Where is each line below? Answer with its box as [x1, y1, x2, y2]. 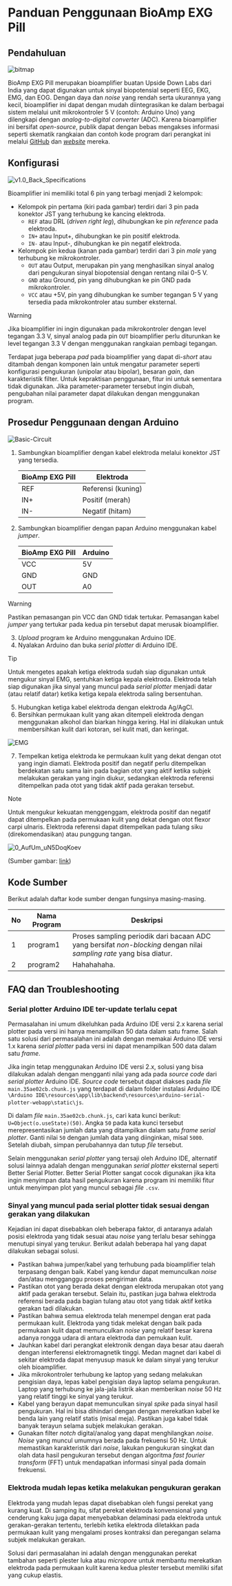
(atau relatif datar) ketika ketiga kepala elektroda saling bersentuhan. [8, 689, 203, 698]
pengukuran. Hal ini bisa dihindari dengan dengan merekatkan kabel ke [17, 1407, 220, 1415]
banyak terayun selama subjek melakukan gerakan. [17, 1422, 164, 1430]
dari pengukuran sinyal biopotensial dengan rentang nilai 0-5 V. [28, 268, 209, 277]
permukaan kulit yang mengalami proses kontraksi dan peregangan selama [8, 1528, 221, 1536]
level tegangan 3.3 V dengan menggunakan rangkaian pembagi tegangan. [8, 339, 218, 347]
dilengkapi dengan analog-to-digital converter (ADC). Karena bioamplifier [8, 115, 218, 124]
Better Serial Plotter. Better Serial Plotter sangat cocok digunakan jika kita [8, 1169, 216, 1177]
